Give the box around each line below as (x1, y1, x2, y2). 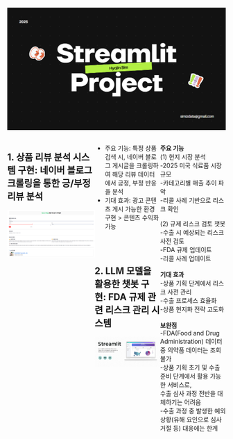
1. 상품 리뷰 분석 (7, 151, 71, 163)
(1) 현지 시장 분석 (159, 153, 206, 161)
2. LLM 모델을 (94, 265, 152, 277)
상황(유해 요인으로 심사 (159, 415, 222, 424)
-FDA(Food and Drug (159, 329, 220, 338)
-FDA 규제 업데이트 (159, 246, 212, 254)
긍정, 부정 (117, 179, 144, 188)
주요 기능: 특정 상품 (105, 144, 157, 153)
